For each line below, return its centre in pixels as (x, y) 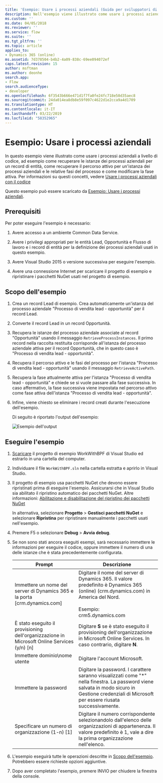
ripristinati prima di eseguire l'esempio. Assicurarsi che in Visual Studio (83, 488)
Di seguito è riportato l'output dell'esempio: (55, 417)
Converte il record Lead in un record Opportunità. (61, 323)
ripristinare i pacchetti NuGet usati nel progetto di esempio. (71, 277)
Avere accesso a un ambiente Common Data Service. (65, 233)
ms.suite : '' (18, 37)
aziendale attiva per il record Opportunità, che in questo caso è (75, 348)
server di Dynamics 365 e (44, 591)
